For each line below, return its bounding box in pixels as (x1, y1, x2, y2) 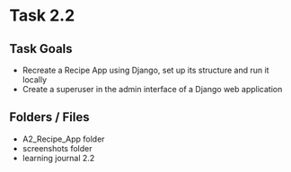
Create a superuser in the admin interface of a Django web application (22, 84, 283, 94)
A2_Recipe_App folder (22, 133, 105, 144)
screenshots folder (22, 142, 93, 153)
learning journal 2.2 (22, 152, 95, 163)
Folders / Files (9, 109, 90, 125)
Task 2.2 (9, 5, 75, 26)
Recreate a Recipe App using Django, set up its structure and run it (22, 64, 269, 75)
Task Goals (9, 41, 74, 56)
